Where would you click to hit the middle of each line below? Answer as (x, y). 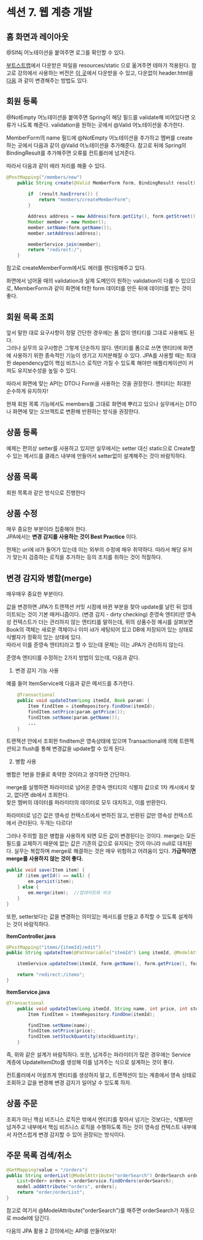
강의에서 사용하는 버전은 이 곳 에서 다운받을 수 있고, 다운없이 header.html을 (105, 73)
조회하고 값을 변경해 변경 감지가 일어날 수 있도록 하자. (69, 1083)
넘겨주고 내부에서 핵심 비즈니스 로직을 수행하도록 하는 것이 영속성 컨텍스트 (93, 1127)
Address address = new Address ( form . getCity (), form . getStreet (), (113, 217)
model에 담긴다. (32, 1218)
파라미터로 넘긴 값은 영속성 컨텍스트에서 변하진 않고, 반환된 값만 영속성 (89, 815)
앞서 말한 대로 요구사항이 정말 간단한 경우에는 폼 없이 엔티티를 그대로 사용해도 (97, 332)
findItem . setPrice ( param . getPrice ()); (77, 712)
